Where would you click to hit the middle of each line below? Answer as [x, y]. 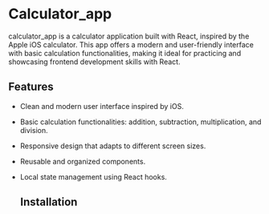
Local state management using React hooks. [93, 176]
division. [34, 130]
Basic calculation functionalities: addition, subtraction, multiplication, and [141, 122]
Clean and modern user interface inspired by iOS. [102, 106]
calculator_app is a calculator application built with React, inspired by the [129, 36]
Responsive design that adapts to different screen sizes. [113, 146]
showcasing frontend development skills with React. [94, 62]
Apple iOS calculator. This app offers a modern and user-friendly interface [131, 44]
